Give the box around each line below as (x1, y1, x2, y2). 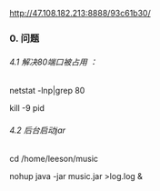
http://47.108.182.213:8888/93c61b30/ (9, 8, 152, 18)
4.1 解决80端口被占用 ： (9, 56, 98, 67)
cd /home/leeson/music (9, 154, 98, 165)
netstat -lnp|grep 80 (9, 85, 85, 96)
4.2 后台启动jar (9, 125, 66, 136)
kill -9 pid (9, 103, 45, 114)
